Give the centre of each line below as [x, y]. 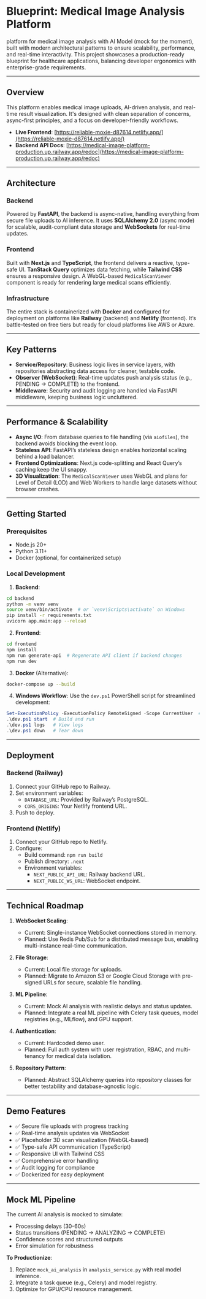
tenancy [35, 1056]
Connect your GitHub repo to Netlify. [62, 841]
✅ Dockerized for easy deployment [59, 1174]
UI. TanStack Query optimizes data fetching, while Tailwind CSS [101, 269]
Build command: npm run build [63, 854]
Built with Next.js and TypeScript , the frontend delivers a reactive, [90, 262]
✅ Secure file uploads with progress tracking [72, 1126]
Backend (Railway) [35, 773]
